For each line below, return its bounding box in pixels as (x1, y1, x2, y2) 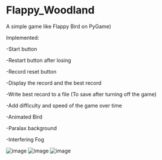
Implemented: (6, 34, 40, 41)
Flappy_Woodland (6, 4, 95, 17)
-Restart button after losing (6, 57, 71, 64)
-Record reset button (6, 68, 57, 75)
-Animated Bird (6, 113, 43, 120)
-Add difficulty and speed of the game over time (6, 102, 122, 109)
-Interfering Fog (6, 135, 44, 143)
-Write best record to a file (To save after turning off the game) (6, 91, 157, 98)
